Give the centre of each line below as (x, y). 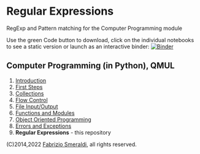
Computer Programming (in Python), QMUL (90, 66)
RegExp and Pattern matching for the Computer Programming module (94, 28)
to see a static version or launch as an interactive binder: (78, 46)
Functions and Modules (45, 113)
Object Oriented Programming (53, 119)
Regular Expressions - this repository (63, 132)
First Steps (29, 87)
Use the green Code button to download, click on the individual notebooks (100, 40)
